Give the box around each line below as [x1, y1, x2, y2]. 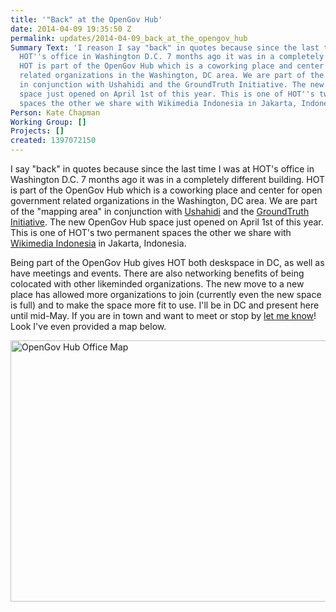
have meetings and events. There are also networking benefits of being [10, 267, 305, 279]
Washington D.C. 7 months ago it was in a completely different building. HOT [10, 174, 326, 185]
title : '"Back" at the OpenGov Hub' [10, 14, 163, 25]
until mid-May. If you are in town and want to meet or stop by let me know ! [10, 310, 317, 321]
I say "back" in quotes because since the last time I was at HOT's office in [10, 163, 315, 175]
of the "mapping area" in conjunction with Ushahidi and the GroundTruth [10, 206, 310, 217]
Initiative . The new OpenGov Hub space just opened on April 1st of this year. [10, 216, 324, 228]
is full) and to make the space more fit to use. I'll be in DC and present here [10, 299, 320, 311]
